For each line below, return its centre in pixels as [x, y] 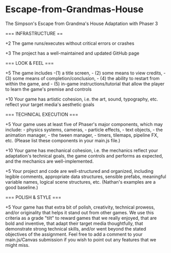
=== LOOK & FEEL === [30, 63]
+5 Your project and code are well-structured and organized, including [79, 171]
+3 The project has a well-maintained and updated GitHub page [72, 53]
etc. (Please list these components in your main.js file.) [63, 140]
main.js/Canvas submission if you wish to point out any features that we [81, 239]
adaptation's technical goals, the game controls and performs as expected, [84, 156]
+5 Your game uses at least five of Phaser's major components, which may [84, 124]
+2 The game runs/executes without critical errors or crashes [70, 43]
